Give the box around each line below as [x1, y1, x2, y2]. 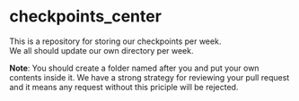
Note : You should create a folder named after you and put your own [9, 63, 259, 73]
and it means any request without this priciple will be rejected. [9, 81, 239, 92]
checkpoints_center [9, 6, 162, 27]
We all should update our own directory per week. [9, 45, 195, 55]
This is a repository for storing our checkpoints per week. [9, 36, 222, 46]
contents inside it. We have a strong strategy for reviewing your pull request [9, 72, 290, 82]
